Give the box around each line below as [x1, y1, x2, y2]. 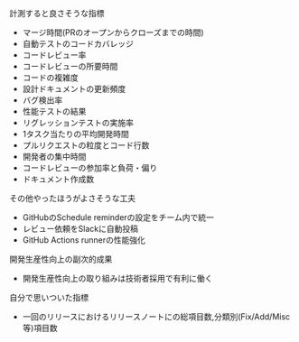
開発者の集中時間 [22, 152, 87, 162]
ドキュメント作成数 [22, 174, 95, 184]
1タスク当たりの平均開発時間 [22, 129, 129, 139]
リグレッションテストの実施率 [22, 117, 134, 128]
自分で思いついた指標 [9, 292, 89, 302]
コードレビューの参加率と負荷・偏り [22, 162, 158, 173]
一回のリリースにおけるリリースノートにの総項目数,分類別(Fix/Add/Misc [22, 311, 291, 322]
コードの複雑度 [22, 72, 79, 83]
